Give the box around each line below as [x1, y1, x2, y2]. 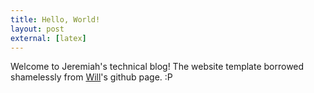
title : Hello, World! [10, 14, 101, 25]
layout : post [10, 24, 65, 34]
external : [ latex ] [10, 33, 87, 43]
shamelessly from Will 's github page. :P [10, 71, 173, 83]
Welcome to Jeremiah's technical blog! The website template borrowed [10, 61, 305, 73]
